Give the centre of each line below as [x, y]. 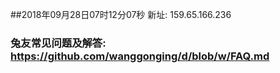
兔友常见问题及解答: [58, 43]
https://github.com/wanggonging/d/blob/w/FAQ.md [140, 56]
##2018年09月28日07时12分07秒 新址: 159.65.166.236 [121, 14]
